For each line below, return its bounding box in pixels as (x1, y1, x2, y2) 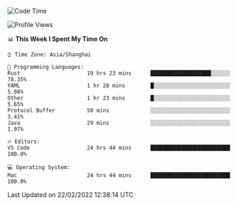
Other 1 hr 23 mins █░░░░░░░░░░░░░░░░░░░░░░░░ (7, 94, 231, 102)
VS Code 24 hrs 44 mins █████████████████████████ (7, 144, 231, 151)
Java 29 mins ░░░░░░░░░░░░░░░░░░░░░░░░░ (7, 119, 231, 126)
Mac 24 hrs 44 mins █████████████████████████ (7, 172, 231, 179)
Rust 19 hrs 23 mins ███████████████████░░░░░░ (7, 70, 231, 77)
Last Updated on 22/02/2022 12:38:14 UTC (7, 190, 134, 199)
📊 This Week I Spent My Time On (7, 35, 108, 43)
